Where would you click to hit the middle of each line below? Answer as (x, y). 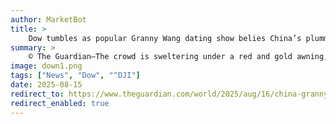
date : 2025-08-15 (46, 85)
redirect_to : (37, 94)
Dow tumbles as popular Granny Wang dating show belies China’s (165, 38)
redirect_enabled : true (60, 103)
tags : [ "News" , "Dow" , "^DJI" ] (75, 76)
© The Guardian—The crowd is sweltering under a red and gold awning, (178, 57)
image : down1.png (46, 66)
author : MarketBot (48, 19)
